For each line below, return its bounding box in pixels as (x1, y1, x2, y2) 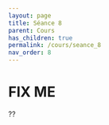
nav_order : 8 (8, 49, 52, 57)
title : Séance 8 (8, 19, 62, 27)
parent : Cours (8, 26, 56, 34)
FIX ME (8, 83, 56, 101)
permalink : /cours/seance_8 (8, 41, 102, 49)
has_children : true (8, 33, 73, 42)
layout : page (8, 11, 52, 20)
